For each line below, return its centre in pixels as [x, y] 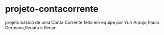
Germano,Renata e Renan [31, 27]
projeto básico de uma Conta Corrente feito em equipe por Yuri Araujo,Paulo [82, 22]
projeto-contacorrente [52, 9]
